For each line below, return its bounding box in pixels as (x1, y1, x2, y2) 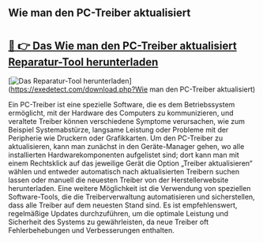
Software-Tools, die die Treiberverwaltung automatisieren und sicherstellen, (8, 193, 255, 201)
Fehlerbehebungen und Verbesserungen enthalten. (8, 226, 175, 235)
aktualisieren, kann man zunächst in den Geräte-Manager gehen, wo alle (8, 142, 245, 151)
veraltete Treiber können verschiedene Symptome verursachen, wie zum (8, 117, 246, 125)
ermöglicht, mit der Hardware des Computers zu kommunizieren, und (8, 108, 234, 118)
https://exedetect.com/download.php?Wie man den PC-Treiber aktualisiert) (10, 84, 256, 94)
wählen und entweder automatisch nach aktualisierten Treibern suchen (8, 167, 239, 176)
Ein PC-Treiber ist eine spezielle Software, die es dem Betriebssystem (8, 100, 235, 109)
